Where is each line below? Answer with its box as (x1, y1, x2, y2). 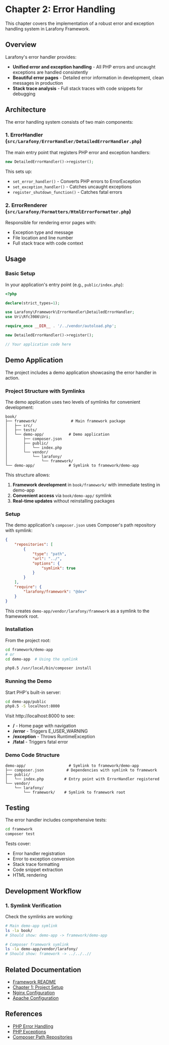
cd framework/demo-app (5, 647, 53, 652)
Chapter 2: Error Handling (5, 4, 115, 15)
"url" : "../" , (32, 556, 62, 561)
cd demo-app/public (5, 699, 47, 704)
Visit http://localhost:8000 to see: (5, 713, 75, 719)
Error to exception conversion (12, 856, 75, 862)
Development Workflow (5, 887, 82, 895)
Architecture (5, 106, 47, 114)
